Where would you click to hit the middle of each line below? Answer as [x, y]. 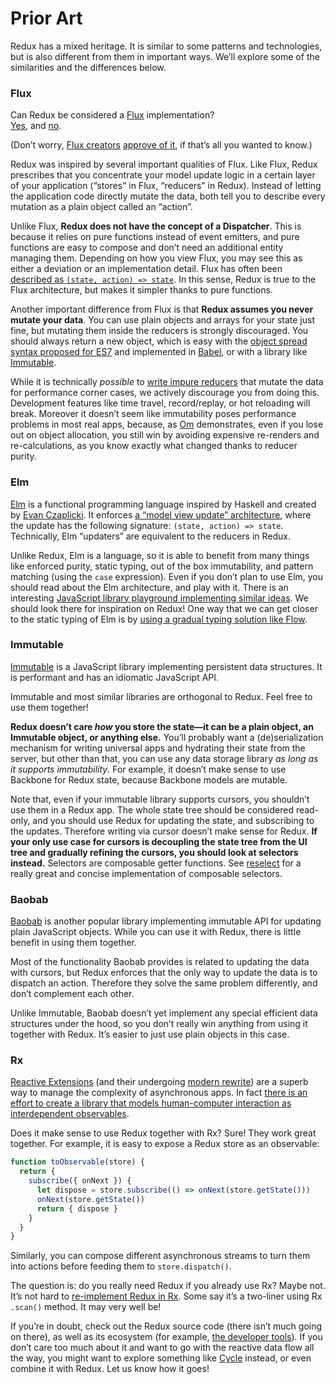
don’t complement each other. [72, 994]
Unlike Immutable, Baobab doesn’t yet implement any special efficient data [164, 1013]
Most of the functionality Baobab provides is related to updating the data [160, 962]
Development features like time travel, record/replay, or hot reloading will [160, 403]
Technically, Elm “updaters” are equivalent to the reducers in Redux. [150, 536]
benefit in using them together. [73, 943]
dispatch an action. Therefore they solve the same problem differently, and [164, 983]
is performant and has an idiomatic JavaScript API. [115, 677]
